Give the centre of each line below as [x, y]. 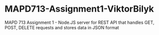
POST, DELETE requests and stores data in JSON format [62, 27]
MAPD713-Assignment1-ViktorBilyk [79, 9]
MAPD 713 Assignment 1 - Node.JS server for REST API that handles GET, [79, 22]
